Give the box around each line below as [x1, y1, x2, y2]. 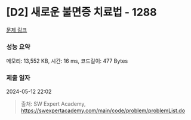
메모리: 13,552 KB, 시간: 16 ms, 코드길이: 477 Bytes [6, 57, 128, 64]
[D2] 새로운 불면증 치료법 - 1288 [6, 5, 157, 19]
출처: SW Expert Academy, [20, 100, 86, 107]
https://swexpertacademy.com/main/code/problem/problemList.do [20, 107, 186, 114]
